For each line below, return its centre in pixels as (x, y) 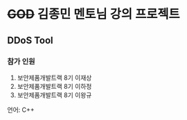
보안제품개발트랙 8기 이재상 (54, 78)
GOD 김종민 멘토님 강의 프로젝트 (93, 14)
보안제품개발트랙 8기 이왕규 (54, 95)
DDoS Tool (30, 40)
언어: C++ (21, 110)
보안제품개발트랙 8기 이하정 (54, 86)
